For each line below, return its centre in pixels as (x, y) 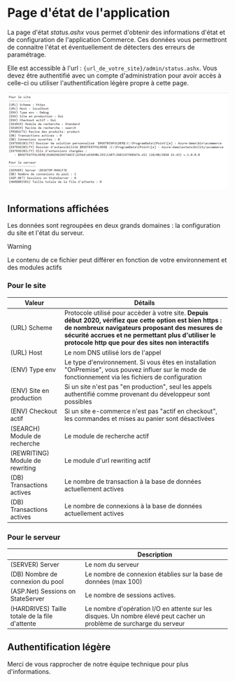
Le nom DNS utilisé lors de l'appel (113, 352)
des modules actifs (35, 268)
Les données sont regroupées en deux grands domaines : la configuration (114, 226)
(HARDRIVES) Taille (38, 608)
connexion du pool (37, 582)
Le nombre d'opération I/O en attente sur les (148, 608)
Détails (144, 303)
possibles (78, 402)
